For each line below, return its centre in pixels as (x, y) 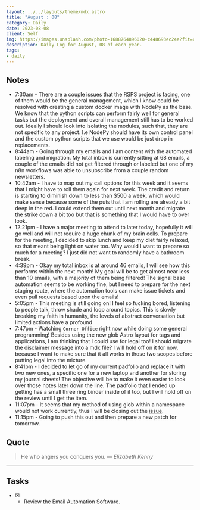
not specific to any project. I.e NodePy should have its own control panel (104, 132)
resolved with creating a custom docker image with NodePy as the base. (104, 107)
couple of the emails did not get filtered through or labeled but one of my (104, 164)
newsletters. (30, 177)
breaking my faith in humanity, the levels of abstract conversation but (100, 316)
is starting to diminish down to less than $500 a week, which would (97, 196)
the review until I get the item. (51, 398)
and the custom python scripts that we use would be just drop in (93, 139)
